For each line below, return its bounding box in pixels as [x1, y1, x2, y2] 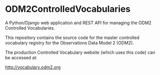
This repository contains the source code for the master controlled [5, 35, 140, 40]
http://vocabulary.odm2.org [5, 64, 61, 70]
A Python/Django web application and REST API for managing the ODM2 [5, 20, 152, 26]
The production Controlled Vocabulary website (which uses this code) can [5, 49, 156, 55]
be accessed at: [5, 54, 38, 60]
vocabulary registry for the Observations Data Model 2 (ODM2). [5, 39, 134, 45]
